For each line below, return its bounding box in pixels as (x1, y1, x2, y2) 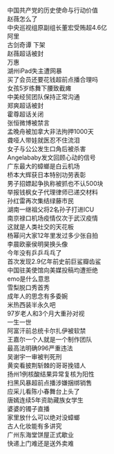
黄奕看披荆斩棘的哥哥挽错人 (7, 361, 86, 369)
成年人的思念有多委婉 (7, 292, 68, 300)
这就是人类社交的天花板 (7, 222, 74, 231)
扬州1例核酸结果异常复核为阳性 (7, 370, 95, 378)
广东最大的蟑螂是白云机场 (7, 162, 80, 170)
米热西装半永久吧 (7, 301, 56, 308)
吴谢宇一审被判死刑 (7, 353, 62, 360)
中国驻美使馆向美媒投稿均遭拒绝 (7, 266, 98, 274)
